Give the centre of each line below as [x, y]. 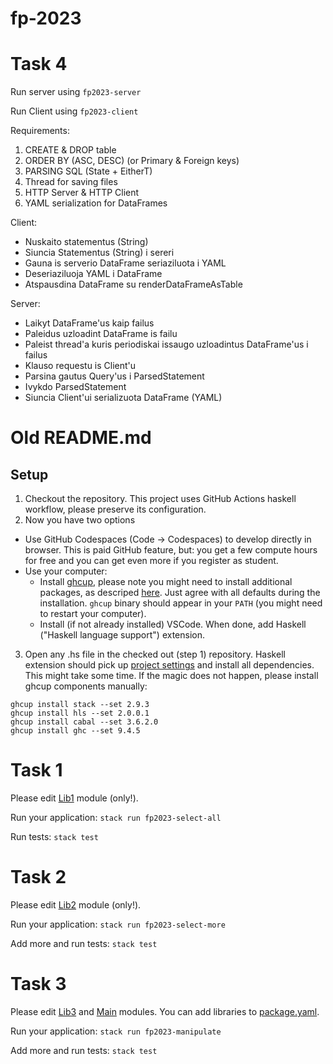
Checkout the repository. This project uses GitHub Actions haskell [160, 499]
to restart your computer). [93, 614]
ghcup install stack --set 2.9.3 [80, 705]
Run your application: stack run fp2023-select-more [118, 924]
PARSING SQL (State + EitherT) [88, 171]
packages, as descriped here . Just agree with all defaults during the [180, 593]
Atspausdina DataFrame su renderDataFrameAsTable [133, 284]
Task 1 [36, 770]
